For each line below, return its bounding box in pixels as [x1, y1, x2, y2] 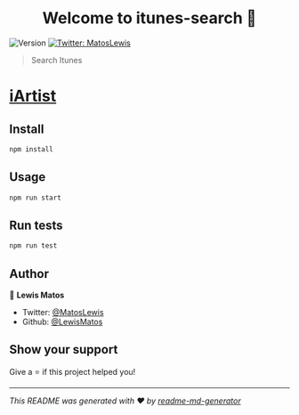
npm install [9, 144, 53, 154]
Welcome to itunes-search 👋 [42, 8, 257, 28]
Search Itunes [30, 54, 83, 65]
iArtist [9, 86, 57, 106]
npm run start [9, 193, 62, 202]
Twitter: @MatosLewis [21, 307, 104, 317]
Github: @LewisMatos [21, 316, 103, 327]
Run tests [9, 217, 63, 232]
